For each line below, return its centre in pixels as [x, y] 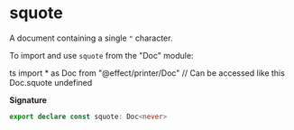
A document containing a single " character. [91, 38]
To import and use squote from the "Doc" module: [101, 55]
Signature [28, 100]
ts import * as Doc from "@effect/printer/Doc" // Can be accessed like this [147, 73]
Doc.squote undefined [51, 82]
